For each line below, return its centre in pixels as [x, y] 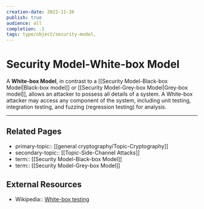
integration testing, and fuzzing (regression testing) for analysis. [87, 107]
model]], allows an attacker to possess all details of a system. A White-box [100, 94]
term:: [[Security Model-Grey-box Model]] [67, 165]
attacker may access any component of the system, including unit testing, [99, 101]
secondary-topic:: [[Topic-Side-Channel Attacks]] [77, 153]
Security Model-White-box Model [93, 65]
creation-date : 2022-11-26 [40, 12]
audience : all [24, 23]
